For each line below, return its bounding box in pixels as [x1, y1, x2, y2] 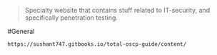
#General [7, 28, 35, 35]
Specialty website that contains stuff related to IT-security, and [24, 6, 211, 14]
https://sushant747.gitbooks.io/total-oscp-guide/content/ [7, 41, 187, 48]
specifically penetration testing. [24, 13, 118, 22]
